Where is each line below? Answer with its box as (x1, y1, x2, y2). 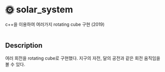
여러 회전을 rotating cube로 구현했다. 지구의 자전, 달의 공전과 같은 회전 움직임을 (5, 55, 160, 61)
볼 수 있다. (5, 61, 25, 67)
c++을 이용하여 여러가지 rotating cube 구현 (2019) (5, 21, 105, 27)
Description (5, 41, 42, 50)
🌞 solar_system (5, 4, 73, 15)
